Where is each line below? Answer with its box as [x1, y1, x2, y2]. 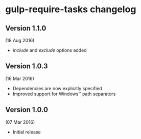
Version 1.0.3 [5, 62, 48, 71]
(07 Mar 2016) [5, 119, 35, 125]
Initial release [12, 129, 41, 135]
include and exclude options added [12, 47, 87, 53]
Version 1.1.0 [5, 24, 46, 33]
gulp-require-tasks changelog [5, 4, 136, 15]
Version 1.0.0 [5, 105, 49, 114]
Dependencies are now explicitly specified [12, 85, 102, 91]
